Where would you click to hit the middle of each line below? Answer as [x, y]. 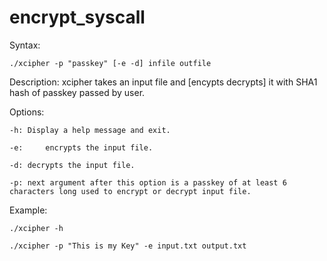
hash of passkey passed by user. [77, 92]
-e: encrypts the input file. [81, 147]
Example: [28, 210]
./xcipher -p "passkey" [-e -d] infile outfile [110, 63]
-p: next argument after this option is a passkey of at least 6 [148, 182]
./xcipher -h [36, 228]
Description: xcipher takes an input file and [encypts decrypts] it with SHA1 [163, 82]
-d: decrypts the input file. [72, 165]
